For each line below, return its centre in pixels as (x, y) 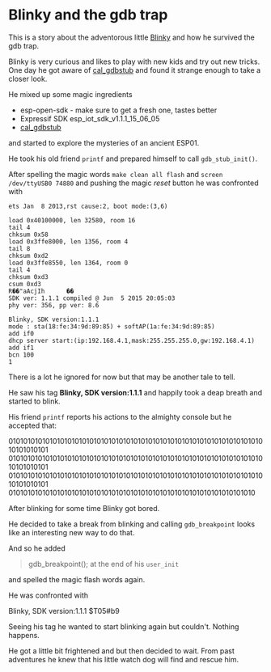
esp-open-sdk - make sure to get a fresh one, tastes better (119, 110)
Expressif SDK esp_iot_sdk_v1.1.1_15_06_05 (90, 118)
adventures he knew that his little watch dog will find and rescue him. (124, 659)
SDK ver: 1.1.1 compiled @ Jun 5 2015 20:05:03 (92, 298)
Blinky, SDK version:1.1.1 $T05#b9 (64, 611)
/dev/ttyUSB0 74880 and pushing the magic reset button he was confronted (133, 183)
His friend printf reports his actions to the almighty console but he (120, 416)
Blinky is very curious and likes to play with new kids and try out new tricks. (134, 61)
